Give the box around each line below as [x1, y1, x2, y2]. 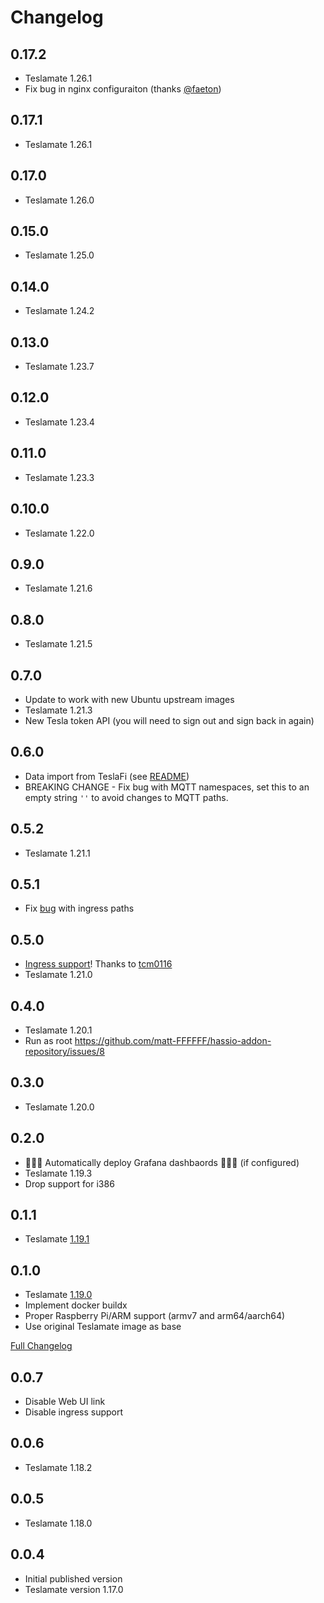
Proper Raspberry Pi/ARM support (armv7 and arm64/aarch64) [24, 1310, 286, 1322]
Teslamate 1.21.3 [24, 704, 93, 716]
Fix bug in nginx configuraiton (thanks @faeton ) [24, 83, 222, 95]
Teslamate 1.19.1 [24, 1233, 90, 1245]
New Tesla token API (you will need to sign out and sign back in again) [24, 714, 315, 726]
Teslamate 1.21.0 [24, 969, 93, 981]
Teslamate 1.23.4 [24, 416, 95, 428]
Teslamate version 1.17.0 [24, 1583, 124, 1595]
